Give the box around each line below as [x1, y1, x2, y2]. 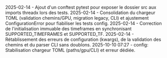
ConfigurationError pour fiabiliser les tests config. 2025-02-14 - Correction [5, 20, 162, 26]
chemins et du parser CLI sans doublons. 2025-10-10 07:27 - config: [5, 42, 149, 47]
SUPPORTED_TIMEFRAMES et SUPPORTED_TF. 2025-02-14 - [5, 31, 135, 37]
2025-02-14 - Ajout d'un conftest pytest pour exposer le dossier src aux [5, 5, 156, 10]
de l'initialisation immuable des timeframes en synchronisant [5, 26, 132, 32]
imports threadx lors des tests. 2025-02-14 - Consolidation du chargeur [5, 10, 156, 16]
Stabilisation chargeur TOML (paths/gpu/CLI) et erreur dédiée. [5, 47, 136, 53]
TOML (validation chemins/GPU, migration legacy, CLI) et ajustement [5, 15, 149, 21]
